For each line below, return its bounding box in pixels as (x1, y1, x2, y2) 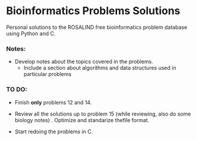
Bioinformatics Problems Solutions (6, 4, 180, 18)
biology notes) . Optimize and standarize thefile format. (14, 116, 150, 123)
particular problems (23, 71, 72, 78)
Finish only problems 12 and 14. (14, 99, 92, 106)
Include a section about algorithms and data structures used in (23, 64, 176, 71)
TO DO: (6, 86, 28, 94)
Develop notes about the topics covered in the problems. (14, 58, 154, 65)
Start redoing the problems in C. (14, 128, 93, 135)
